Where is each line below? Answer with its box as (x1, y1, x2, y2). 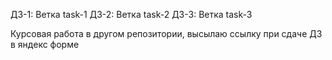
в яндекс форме (10, 39, 80, 50)
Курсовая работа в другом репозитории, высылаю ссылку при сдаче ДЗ (10, 28, 323, 39)
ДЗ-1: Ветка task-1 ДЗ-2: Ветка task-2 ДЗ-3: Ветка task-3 (10, 9, 253, 20)
